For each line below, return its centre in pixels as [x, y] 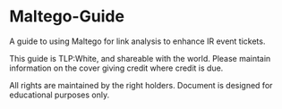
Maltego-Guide [67, 17]
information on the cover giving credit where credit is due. [116, 68]
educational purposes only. [60, 95]
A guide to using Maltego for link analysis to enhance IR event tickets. [137, 41]
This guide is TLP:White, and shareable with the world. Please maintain [140, 58]
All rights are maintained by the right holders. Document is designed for [141, 85]
